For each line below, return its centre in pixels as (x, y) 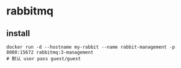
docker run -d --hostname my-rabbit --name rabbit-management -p (90, 47)
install (18, 33)
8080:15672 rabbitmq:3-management (50, 52)
